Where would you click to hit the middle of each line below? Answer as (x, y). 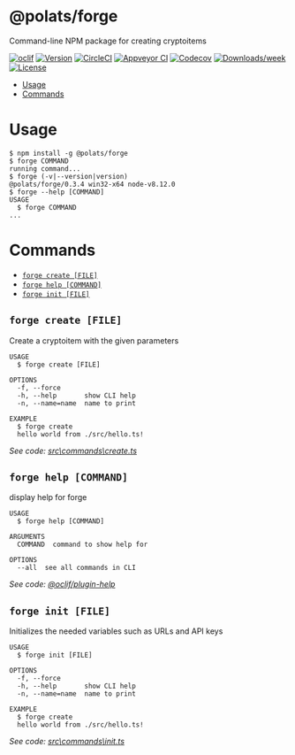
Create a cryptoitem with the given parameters (94, 340)
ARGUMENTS (27, 537)
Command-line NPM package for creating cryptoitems (108, 41)
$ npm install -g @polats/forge (68, 153)
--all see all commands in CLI (77, 568)
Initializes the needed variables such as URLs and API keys (116, 631)
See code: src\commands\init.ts (67, 742)
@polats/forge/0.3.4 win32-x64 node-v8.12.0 (92, 184)
